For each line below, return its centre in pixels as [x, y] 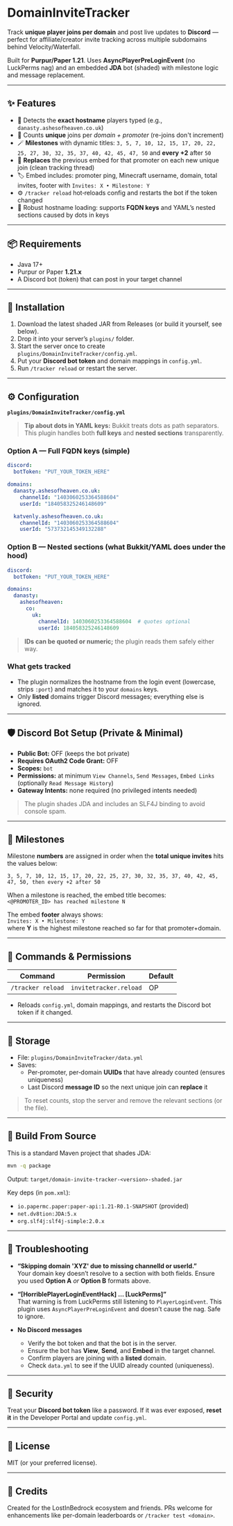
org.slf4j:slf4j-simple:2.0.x [61, 1221]
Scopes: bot [35, 768]
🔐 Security [30, 1394]
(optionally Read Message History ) [66, 782]
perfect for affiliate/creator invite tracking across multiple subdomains [107, 39]
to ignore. [31, 1316]
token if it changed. [45, 1012]
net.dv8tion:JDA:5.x [47, 1214]
